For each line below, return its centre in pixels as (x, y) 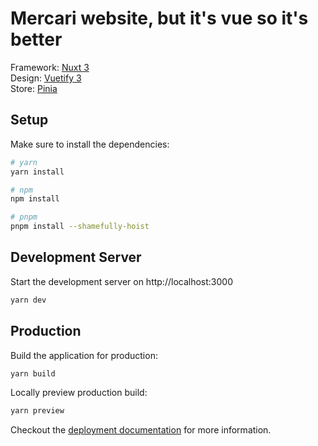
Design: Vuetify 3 (46, 78)
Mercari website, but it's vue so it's (159, 18)
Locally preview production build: (79, 393)
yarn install (37, 172)
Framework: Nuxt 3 (50, 67)
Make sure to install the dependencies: (90, 144)
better (36, 39)
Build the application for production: (84, 355)
